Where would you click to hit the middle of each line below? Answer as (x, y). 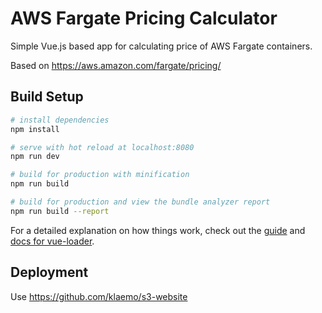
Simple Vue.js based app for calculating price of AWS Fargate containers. (161, 46)
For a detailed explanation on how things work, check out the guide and (158, 230)
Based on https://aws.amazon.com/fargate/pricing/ (116, 65)
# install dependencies (60, 120)
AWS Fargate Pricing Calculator (144, 18)
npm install (35, 129)
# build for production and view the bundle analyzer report (140, 202)
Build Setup (47, 97)
